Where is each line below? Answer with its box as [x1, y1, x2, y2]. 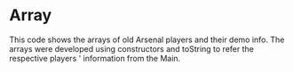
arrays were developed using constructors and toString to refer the [9, 43, 255, 54]
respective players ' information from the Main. [9, 53, 181, 63]
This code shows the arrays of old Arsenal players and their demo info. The [9, 34, 285, 45]
